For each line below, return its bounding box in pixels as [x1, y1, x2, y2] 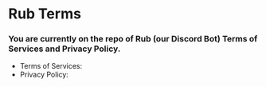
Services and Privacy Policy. [8, 43, 121, 54]
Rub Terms [8, 5, 82, 23]
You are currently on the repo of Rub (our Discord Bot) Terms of [8, 34, 258, 45]
